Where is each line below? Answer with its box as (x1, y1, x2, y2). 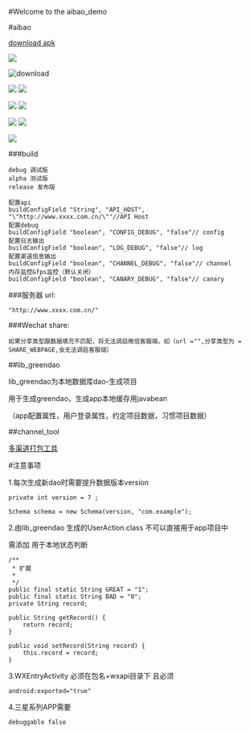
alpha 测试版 (8, 174, 48, 182)
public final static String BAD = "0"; (8, 593, 142, 601)
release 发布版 (8, 183, 55, 191)
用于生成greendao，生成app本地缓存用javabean (8, 394, 167, 403)
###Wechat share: (8, 321, 70, 330)
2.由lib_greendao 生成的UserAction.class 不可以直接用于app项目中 (8, 523, 229, 532)
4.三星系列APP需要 (8, 703, 72, 711)
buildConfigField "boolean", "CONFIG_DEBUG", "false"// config (8, 228, 225, 236)
